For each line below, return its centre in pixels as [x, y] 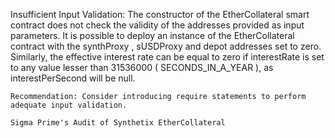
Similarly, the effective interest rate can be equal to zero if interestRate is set [167, 57]
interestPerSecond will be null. [73, 78]
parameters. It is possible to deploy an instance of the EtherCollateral [152, 35]
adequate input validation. [69, 105]
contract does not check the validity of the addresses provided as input [157, 25]
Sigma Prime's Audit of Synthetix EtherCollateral [118, 123]
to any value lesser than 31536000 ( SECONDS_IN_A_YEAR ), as [142, 67]
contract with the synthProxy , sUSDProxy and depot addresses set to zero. [166, 46]
